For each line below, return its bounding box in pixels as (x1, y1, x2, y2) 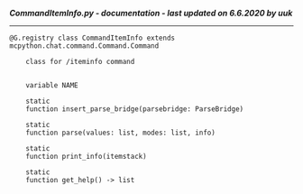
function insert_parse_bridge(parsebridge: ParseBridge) (25, 105, 244, 114)
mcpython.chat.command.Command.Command (9, 42, 160, 51)
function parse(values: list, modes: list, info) (25, 128, 216, 137)
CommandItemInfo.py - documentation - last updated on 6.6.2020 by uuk (9, 8, 293, 18)
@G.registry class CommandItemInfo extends (9, 33, 176, 42)
